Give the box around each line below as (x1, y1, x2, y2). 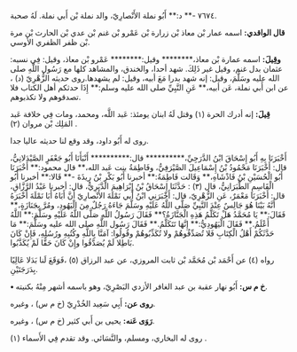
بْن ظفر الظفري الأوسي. (10, 37, 90, 47)
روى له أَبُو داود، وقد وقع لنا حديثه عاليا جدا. (10, 136, 149, 145)
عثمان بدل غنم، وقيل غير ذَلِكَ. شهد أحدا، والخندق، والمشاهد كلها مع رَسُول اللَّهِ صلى (10, 64, 283, 74)
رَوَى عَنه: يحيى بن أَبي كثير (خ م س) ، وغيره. (10, 316, 155, 325)
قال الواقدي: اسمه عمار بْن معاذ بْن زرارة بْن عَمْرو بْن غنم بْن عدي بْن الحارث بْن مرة (10, 27, 285, 37)
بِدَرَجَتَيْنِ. (10, 264, 38, 274)
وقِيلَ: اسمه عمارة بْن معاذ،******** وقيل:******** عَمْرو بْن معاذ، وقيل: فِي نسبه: (10, 54, 282, 64)
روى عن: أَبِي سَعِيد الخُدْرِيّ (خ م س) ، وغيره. (10, 299, 156, 309)
